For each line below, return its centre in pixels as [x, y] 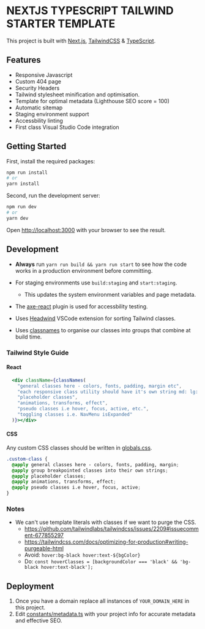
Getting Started [36, 147]
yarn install [23, 184]
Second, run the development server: [53, 196]
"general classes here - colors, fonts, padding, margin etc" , [100, 386]
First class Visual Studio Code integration [67, 127]
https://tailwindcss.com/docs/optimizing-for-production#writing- [106, 542]
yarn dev [17, 218]
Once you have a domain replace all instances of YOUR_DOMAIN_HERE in [102, 601]
